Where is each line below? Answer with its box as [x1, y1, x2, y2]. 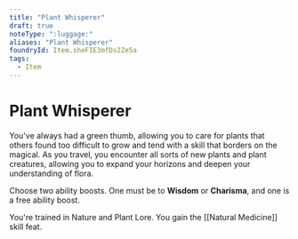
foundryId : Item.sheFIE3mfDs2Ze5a [9, 46, 138, 55]
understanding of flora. [9, 168, 94, 179]
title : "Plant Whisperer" [9, 12, 105, 22]
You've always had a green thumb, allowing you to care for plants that [9, 130, 265, 140]
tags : [9, 54, 29, 63]
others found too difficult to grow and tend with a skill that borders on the [9, 139, 278, 150]
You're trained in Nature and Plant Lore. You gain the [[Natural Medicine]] [9, 211, 278, 222]
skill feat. [9, 221, 43, 232]
